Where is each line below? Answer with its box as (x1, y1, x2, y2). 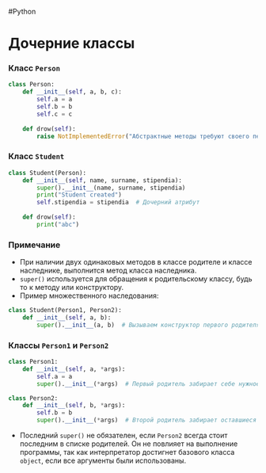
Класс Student (8, 151, 65, 162)
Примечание (8, 239, 61, 250)
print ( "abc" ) (36, 220, 80, 228)
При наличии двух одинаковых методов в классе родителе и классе (19, 257, 253, 267)
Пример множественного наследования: (19, 291, 159, 300)
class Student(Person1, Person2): (8, 307, 123, 315)
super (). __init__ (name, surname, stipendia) (36, 184, 186, 192)
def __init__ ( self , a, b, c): (22, 88, 123, 96)
